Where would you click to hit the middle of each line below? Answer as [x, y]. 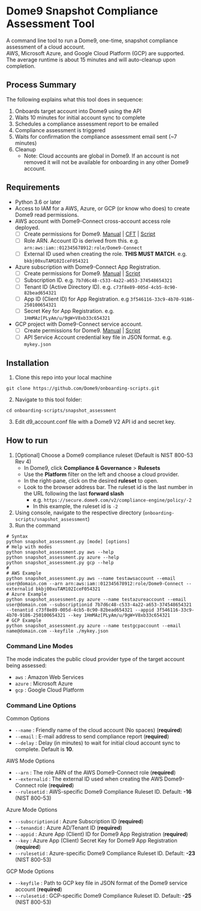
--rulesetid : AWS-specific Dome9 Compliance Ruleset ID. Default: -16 [103, 792]
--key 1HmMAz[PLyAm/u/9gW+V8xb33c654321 [119, 615]
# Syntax [17, 536]
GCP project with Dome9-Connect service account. [79, 324]
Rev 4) [23, 462]
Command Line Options [41, 705]
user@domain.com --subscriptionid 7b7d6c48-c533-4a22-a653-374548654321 [99, 605]
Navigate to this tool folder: [48, 400]
